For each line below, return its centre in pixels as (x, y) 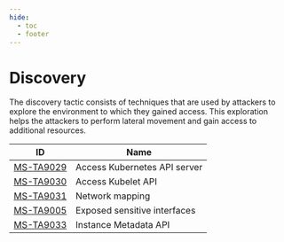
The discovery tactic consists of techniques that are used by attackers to (142, 102)
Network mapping (113, 196)
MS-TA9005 (40, 211)
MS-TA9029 (40, 168)
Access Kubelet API (116, 182)
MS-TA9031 (40, 196)
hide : (19, 17)
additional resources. (48, 130)
